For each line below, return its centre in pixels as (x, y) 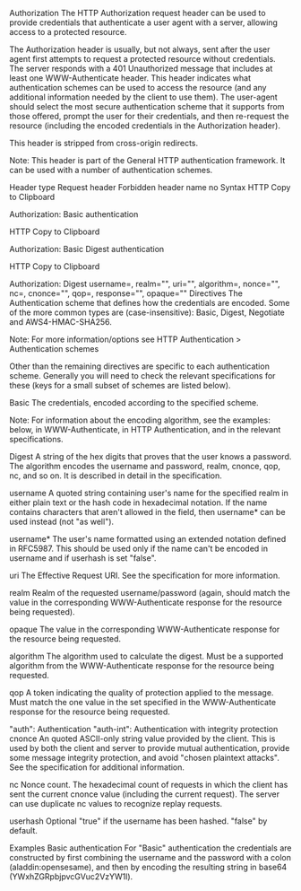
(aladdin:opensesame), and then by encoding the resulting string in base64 (148, 867)
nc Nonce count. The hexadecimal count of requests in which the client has (149, 785)
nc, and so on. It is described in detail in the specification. (116, 476)
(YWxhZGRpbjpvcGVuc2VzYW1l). (71, 877)
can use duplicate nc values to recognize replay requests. (116, 804)
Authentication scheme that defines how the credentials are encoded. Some (150, 303)
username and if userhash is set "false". (83, 558)
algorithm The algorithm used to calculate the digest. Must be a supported (146, 656)
